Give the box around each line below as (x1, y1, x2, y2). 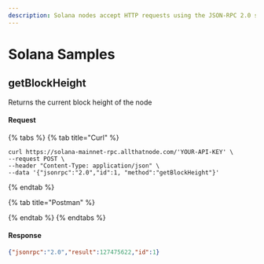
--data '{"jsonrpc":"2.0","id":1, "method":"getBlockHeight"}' (8, 168, 220, 177)
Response (8, 231, 42, 240)
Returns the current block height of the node (8, 97, 152, 107)
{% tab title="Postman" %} (8, 197, 96, 207)
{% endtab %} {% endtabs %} (8, 213, 106, 222)
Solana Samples (8, 45, 115, 63)
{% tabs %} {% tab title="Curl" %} (8, 133, 119, 142)
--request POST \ (8, 155, 65, 163)
